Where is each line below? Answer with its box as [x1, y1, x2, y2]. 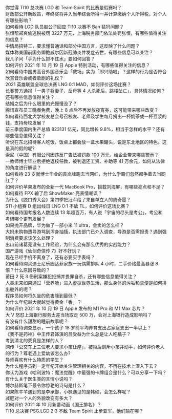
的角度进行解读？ [5, 164, 41, 171]
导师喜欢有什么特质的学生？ [5, 357, 64, 363]
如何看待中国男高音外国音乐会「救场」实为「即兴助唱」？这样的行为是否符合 [5, 69, 167, 74]
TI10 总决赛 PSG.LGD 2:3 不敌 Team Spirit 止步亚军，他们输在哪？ [5, 408, 144, 414]
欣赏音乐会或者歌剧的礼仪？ [5, 75, 64, 81]
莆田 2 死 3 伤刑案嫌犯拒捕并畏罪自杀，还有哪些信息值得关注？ [5, 274, 137, 279]
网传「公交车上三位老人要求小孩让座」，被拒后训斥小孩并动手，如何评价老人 [5, 344, 165, 350]
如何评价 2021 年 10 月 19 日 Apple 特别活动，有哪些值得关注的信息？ [5, 62, 150, 68]
